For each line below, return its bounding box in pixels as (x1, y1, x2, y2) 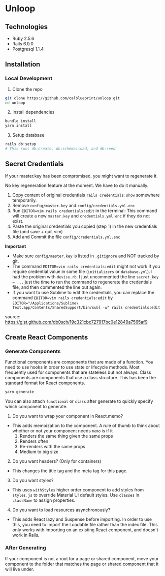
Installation (5, 60, 40, 69)
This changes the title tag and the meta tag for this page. (12, 468, 128, 474)
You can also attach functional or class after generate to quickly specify (5, 398, 154, 404)
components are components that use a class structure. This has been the (5, 375, 156, 381)
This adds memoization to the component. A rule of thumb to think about (12, 423, 160, 428)
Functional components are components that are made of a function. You (5, 359, 154, 365)
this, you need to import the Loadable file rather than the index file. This (12, 522, 158, 528)
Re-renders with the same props (19, 444, 85, 450)
